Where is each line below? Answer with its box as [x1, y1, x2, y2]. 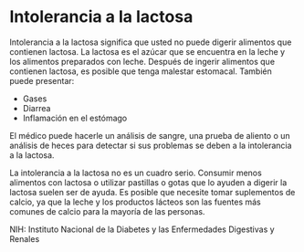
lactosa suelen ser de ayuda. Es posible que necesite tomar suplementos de [9, 186, 296, 197]
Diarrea [22, 102, 51, 113]
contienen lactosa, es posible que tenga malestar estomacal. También [9, 66, 272, 77]
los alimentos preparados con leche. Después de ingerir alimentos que [9, 56, 276, 67]
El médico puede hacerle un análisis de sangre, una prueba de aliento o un [9, 130, 290, 141]
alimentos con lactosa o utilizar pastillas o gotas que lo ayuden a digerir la [9, 176, 288, 188]
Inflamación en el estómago [22, 112, 128, 123]
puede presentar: [9, 75, 75, 86]
